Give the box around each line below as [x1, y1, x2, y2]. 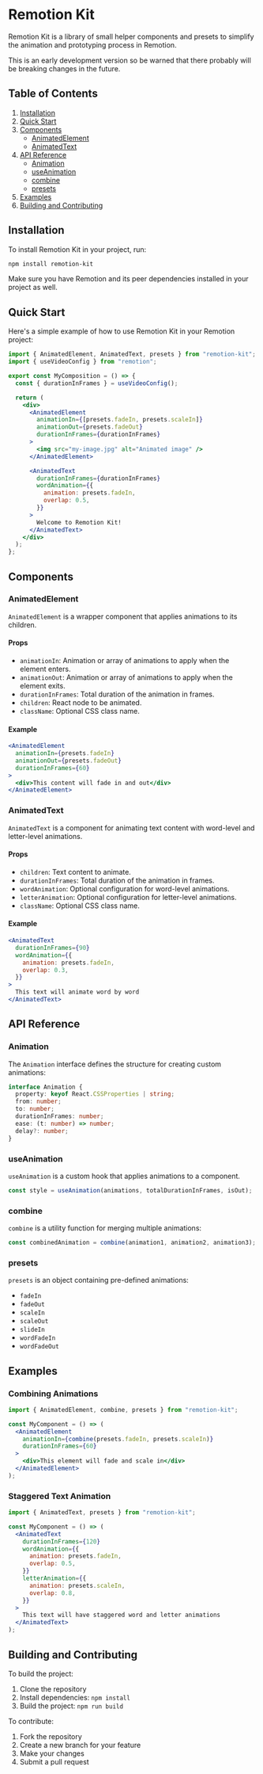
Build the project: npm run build [19, 1701, 124, 1711]
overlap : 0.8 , [28, 1589, 77, 1597]
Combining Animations [8, 1388, 99, 1399]
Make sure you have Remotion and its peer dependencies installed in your [8, 274, 249, 284]
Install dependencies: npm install [19, 1692, 130, 1702]
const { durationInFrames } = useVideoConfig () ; [15, 379, 178, 387]
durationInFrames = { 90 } [15, 944, 90, 952]
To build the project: [8, 1669, 73, 1678]
